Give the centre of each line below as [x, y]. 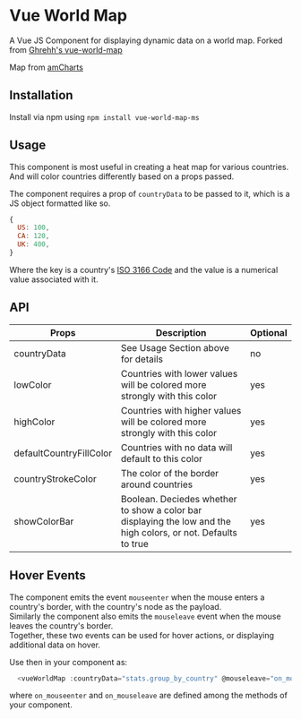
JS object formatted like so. [60, 203]
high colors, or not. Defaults [179, 532]
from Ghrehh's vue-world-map [66, 49]
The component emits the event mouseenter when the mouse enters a [137, 597]
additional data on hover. [55, 645]
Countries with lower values [179, 373]
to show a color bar [161, 509]
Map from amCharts [46, 67]
